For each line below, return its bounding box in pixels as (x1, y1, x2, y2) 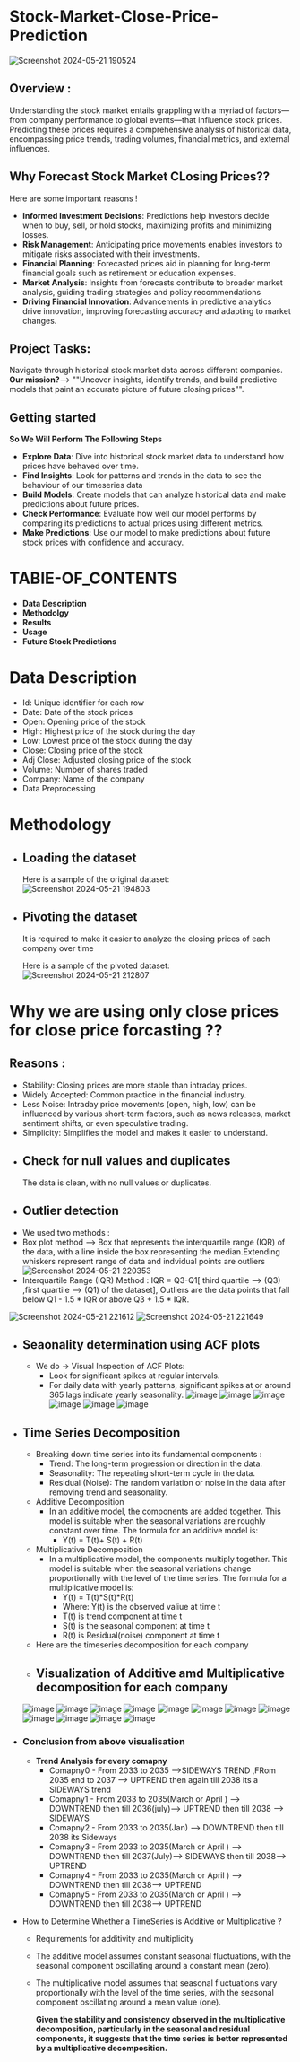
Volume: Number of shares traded (21, 765, 148, 775)
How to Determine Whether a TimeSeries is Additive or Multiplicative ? (21, 1916, 282, 1927)
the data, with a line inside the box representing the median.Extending (21, 1245, 280, 1257)
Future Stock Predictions (21, 636, 117, 647)
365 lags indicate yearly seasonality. (48, 1389, 184, 1401)
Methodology (9, 815, 112, 835)
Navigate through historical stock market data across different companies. (9, 365, 284, 376)
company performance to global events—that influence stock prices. (28, 114, 283, 125)
